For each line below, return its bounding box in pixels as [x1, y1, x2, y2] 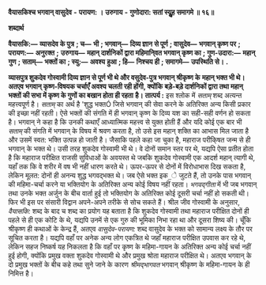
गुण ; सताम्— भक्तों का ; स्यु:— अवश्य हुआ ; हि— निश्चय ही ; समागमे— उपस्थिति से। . [8, 57, 229, 66]
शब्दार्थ [8, 24, 24, 32]
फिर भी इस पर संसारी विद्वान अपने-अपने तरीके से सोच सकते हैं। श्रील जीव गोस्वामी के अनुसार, [8, 198, 241, 207]
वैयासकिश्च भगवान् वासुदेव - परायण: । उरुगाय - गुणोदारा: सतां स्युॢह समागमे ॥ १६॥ [8, 8, 215, 17]
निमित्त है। [8, 269, 34, 278]
